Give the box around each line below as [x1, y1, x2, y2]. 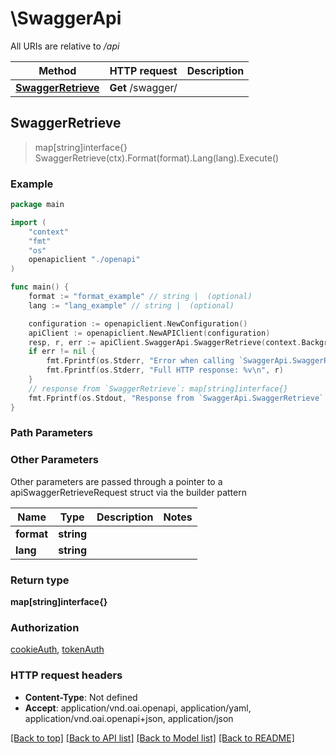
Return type [10, 573, 70, 587]
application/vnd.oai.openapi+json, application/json [24, 712, 234, 724]
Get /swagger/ [109, 80, 178, 94]
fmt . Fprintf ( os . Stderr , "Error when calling [46, 356, 235, 366]
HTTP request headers [10, 668, 123, 682]
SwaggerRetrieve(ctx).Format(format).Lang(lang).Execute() [34, 152, 280, 164]
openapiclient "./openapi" [28, 255, 141, 265]
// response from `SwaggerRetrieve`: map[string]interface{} [28, 383, 288, 394]
